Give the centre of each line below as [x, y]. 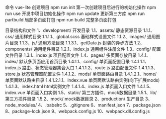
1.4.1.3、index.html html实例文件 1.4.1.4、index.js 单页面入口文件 [71, 86]
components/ [19, 49]
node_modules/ [21, 105]
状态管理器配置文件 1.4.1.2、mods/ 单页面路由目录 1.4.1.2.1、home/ [89, 74]
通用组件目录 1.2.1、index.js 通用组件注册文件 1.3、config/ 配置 [97, 49]
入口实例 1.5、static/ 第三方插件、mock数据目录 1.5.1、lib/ [98, 93]
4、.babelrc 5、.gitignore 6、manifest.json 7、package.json [99, 105]
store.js [13, 74]
